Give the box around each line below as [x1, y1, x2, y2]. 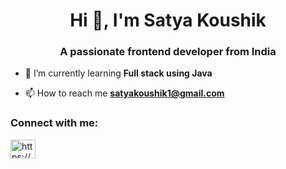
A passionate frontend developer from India [59, 45, 277, 59]
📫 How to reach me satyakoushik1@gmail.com [24, 87, 225, 99]
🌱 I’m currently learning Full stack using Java [24, 67, 213, 79]
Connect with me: [10, 116, 99, 130]
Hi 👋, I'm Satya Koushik [69, 9, 267, 32]
